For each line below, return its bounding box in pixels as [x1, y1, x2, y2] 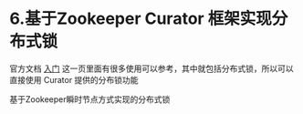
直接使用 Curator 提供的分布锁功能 [9, 74, 139, 85]
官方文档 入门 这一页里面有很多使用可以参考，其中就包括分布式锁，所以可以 [9, 63, 294, 74]
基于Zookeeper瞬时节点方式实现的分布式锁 [9, 93, 171, 105]
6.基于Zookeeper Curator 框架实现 [9, 8, 272, 29]
